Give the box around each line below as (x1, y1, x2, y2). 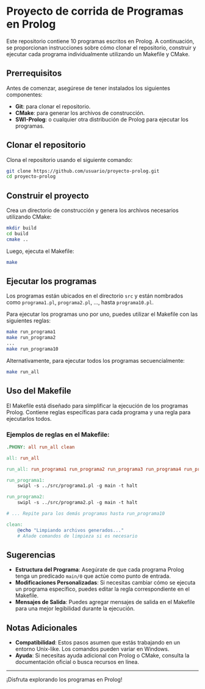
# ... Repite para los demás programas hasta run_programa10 (6, 511, 165, 517)
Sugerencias (6, 550, 56, 560)
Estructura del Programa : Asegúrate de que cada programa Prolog (15, 566, 184, 574)
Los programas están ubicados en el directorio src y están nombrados (6, 292, 184, 300)
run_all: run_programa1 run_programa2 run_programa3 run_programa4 (6, 466, 182, 472)
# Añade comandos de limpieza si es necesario (17, 533, 138, 539)
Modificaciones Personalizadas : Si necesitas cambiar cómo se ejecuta (15, 579, 196, 586)
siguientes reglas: (6, 317, 51, 324)
